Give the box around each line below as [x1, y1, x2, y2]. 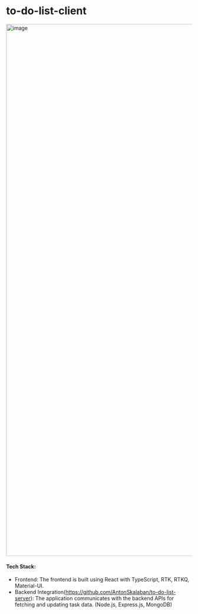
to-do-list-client [6, 4, 87, 18]
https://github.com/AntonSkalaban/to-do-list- [65, 589, 176, 596]
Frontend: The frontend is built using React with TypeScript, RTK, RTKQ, [14, 576, 190, 583]
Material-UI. [14, 582, 44, 589]
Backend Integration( [14, 589, 66, 596]
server [14, 595, 31, 602]
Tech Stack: [6, 563, 37, 570]
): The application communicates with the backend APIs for [30, 595, 174, 602]
